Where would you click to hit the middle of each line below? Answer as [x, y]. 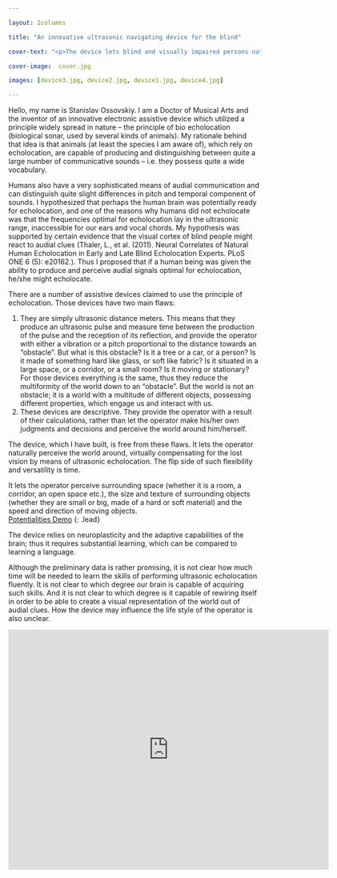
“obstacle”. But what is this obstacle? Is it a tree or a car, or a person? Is [138, 352]
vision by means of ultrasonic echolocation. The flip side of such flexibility [131, 462]
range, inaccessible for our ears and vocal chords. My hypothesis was [124, 228]
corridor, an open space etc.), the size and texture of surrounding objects [129, 494]
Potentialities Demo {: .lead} [54, 519]
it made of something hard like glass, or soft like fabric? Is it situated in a [139, 361]
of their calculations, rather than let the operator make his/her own [129, 420]
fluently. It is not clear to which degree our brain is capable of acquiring [126, 584]
